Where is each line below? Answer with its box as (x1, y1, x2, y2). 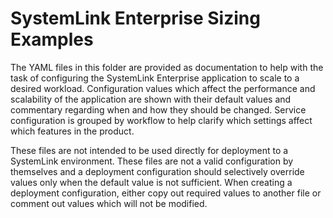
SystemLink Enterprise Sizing (10, 7, 261, 30)
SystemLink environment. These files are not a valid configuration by (10, 155, 294, 167)
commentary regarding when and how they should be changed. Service (10, 103, 307, 116)
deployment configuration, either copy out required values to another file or (10, 187, 322, 199)
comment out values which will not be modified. (10, 197, 208, 209)
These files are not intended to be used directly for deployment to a (10, 144, 289, 156)
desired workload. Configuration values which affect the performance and (10, 82, 316, 94)
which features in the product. (10, 125, 135, 137)
